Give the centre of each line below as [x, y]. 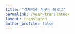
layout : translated [26, 19]
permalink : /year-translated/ [38, 14]
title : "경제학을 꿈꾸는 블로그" [36, 10]
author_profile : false [30, 24]
